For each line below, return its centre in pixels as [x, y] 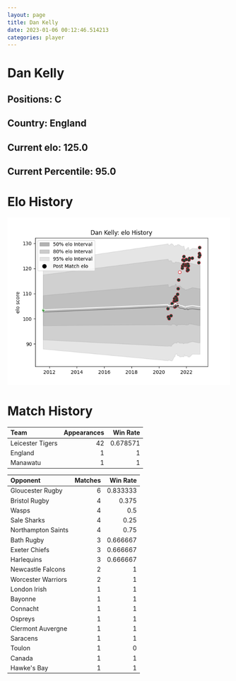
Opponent [25, 481]
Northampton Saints [40, 530]
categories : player [36, 38]
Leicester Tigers [34, 443]
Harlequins [26, 560]
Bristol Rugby [30, 500]
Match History [50, 411]
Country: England [47, 124]
